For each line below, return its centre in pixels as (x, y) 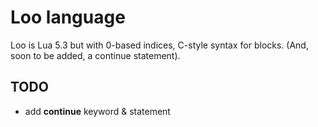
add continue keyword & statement (97, 111)
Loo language (68, 17)
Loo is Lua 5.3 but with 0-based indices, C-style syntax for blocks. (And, (159, 45)
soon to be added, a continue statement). (95, 55)
